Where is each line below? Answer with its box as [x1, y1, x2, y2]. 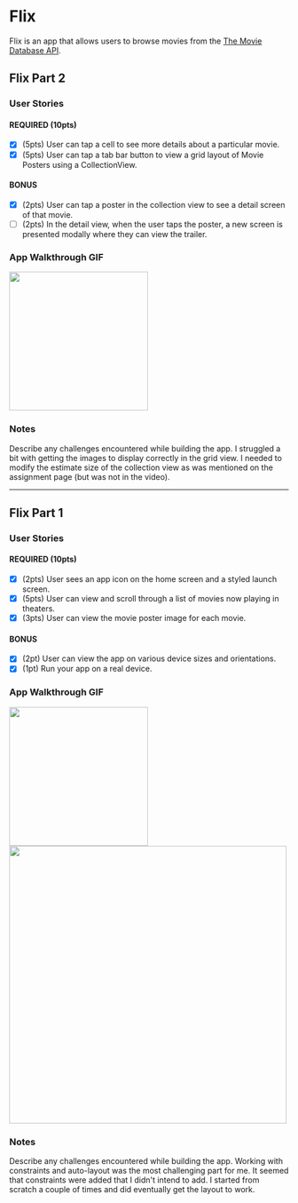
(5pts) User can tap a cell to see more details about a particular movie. [21, 139, 280, 150]
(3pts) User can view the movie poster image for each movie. [21, 613, 247, 624]
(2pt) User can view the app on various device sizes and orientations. [21, 653, 277, 664]
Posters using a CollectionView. [21, 159, 137, 170]
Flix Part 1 [9, 505, 64, 521]
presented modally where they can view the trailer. [21, 228, 208, 239]
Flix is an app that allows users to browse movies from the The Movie [9, 36, 263, 46]
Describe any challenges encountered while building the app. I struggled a [9, 442, 281, 454]
